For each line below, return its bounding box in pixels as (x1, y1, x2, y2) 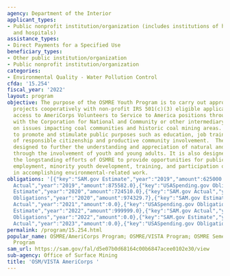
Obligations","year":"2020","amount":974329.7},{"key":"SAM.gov (13, 195, 201, 202)
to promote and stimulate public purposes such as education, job (13, 131, 207, 138)
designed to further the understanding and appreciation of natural (13, 144, 213, 151)
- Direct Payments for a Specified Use (7, 42, 121, 49)
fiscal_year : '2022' (7, 86, 66, 93)
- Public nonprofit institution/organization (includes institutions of (7, 23, 219, 29)
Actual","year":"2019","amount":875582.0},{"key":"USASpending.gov (13, 182, 210, 189)
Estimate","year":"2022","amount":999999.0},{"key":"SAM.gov (13, 208, 192, 214)
